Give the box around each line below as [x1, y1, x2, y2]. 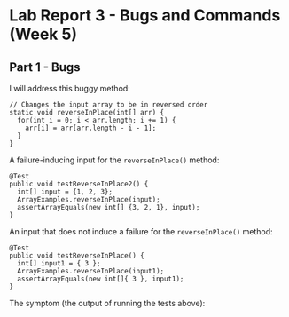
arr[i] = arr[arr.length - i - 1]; [25, 123, 157, 132]
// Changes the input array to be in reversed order [9, 100, 208, 109]
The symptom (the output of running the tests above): [9, 298, 206, 308]
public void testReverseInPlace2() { [9, 179, 149, 188]
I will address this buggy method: [9, 83, 130, 93]
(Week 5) [9, 24, 78, 44]
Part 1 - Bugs [9, 59, 81, 75]
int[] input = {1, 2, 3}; [17, 187, 113, 196]
